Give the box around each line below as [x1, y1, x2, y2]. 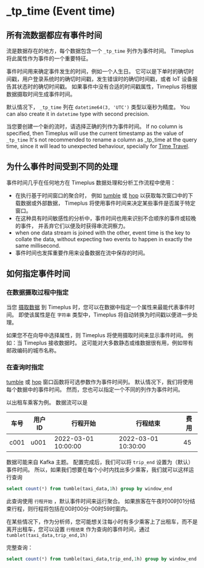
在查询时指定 [6, 363, 44, 372]
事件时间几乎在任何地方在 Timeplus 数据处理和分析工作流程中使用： [6, 179, 176, 186]
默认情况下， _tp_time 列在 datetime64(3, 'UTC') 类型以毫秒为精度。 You [6, 103, 190, 111]
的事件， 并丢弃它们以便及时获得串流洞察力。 [15, 222, 129, 229]
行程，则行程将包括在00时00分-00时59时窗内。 [11, 505, 132, 512]
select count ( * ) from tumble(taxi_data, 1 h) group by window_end [6, 485, 172, 491]
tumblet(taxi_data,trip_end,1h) [6, 532, 88, 538]
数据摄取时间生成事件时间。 [6, 91, 76, 98]
